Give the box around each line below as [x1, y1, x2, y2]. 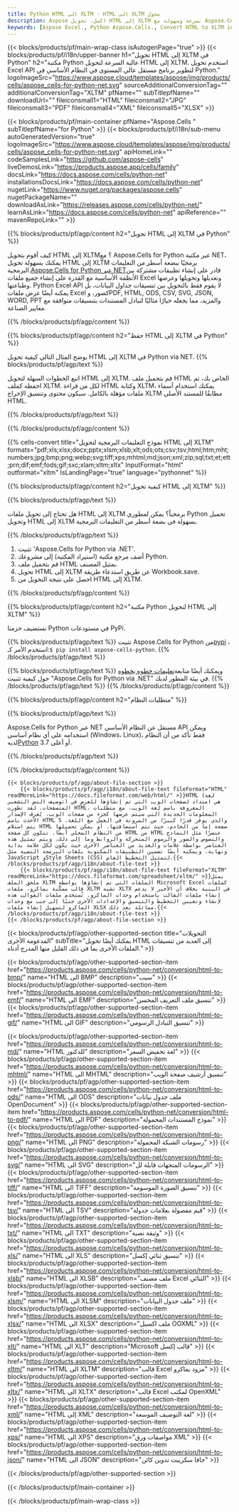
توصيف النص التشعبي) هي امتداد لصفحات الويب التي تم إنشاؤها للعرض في [7, 798, 221, 805]
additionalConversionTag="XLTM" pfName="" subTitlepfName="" [7, 88, 201, 97]
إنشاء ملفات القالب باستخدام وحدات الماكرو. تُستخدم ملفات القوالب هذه [7, 892, 221, 899]
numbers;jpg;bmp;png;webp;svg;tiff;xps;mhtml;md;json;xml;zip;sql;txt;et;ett [7, 453, 231, 462]
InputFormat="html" [125, 460, 184, 470]
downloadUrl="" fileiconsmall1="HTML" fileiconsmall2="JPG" [7, 96, 186, 105]
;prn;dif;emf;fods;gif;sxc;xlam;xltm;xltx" [7, 460, 124, 470]
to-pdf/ [7, 1115, 28, 1124]
